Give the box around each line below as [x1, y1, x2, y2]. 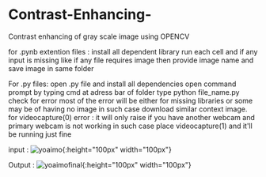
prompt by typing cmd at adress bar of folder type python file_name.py [8, 87, 240, 96]
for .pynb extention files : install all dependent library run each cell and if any [8, 47, 258, 56]
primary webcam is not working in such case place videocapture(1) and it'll [8, 121, 253, 130]
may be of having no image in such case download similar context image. [8, 104, 248, 114]
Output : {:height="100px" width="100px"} [8, 160, 192, 169]
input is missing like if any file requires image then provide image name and [8, 55, 254, 65]
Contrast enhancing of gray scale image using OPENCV [8, 32, 190, 41]
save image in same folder [8, 63, 94, 73]
